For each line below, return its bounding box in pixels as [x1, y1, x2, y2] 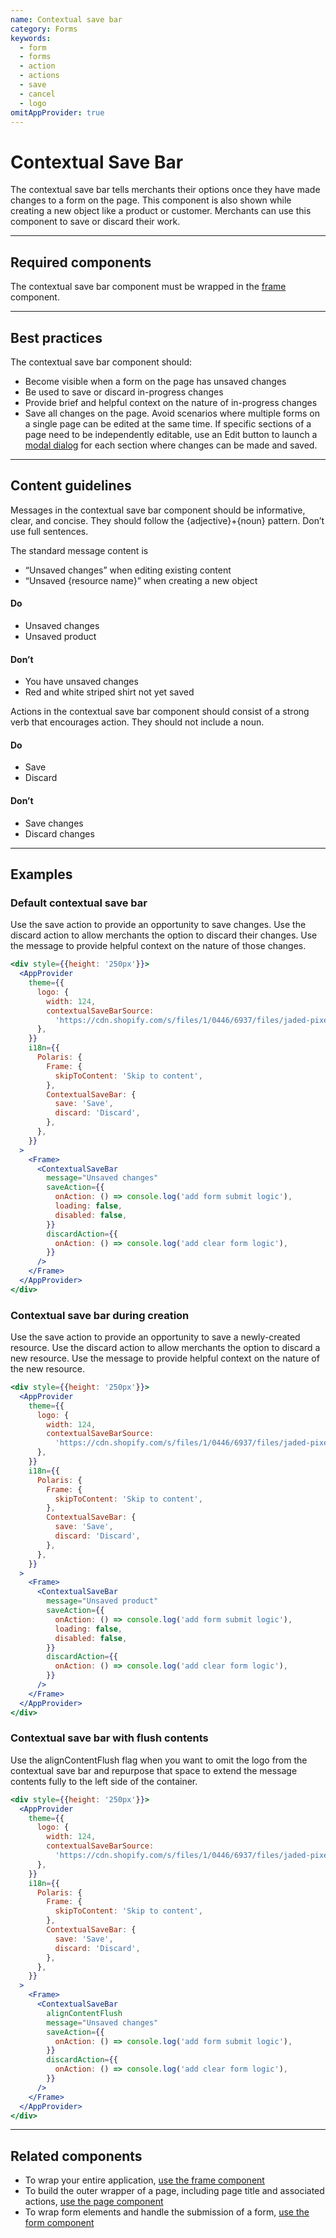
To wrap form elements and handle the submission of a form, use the [24, 2206, 310, 2218]
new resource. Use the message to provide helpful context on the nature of [10, 1352, 320, 1365]
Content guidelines [10, 477, 132, 495]
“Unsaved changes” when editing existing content [24, 564, 232, 576]
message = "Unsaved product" [46, 1596, 159, 1606]
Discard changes [24, 827, 95, 840]
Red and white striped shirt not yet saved [24, 686, 195, 698]
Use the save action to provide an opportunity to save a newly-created [10, 1331, 301, 1343]
